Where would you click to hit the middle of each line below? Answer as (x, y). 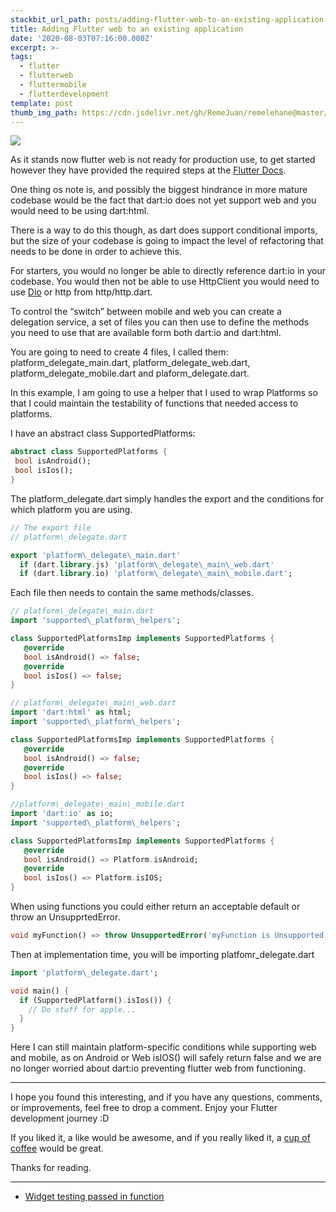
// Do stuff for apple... (82, 1009)
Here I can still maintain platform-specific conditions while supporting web (163, 1047)
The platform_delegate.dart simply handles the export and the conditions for (167, 498)
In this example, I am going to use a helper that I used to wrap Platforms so (164, 393)
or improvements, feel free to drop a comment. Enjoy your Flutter (144, 1108)
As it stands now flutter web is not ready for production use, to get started (163, 160)
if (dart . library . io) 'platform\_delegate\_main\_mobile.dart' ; (156, 574)
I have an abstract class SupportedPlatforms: (103, 433)
